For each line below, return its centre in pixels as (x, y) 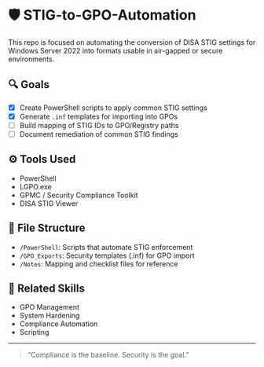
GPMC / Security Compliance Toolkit (79, 195)
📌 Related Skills (46, 289)
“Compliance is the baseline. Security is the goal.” (108, 355)
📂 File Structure (47, 228)
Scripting (34, 332)
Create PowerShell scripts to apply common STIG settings (114, 108)
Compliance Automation (59, 324)
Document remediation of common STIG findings (99, 134)
